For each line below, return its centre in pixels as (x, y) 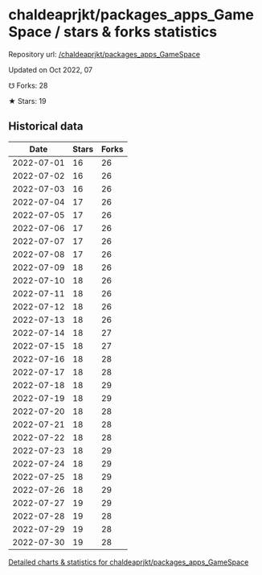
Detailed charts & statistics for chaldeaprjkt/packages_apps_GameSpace (129, 562)
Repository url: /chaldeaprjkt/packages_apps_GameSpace (104, 54)
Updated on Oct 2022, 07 (51, 69)
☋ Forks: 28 (28, 85)
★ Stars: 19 (27, 101)
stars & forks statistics (140, 32)
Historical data (46, 126)
